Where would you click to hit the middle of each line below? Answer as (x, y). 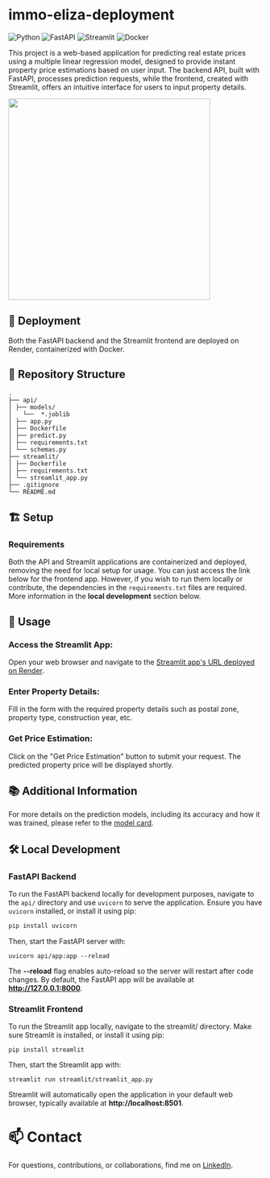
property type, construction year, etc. (71, 718)
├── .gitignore (34, 485)
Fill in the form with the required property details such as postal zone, (124, 709)
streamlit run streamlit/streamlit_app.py (81, 1080)
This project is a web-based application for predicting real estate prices (127, 52)
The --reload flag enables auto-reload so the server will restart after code (131, 971)
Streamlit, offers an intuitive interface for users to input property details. (128, 87)
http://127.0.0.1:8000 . (46, 988)
